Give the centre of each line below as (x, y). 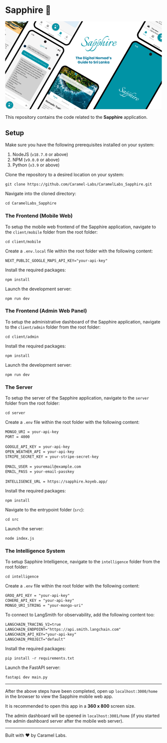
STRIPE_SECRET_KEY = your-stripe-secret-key (52, 457)
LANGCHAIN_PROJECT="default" (35, 640)
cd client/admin (22, 337)
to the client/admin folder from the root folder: (53, 327)
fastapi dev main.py (27, 677)
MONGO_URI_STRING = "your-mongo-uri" (44, 606)
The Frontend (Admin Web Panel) (46, 311)
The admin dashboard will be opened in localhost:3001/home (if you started (83, 716)
